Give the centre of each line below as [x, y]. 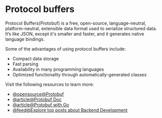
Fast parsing [25, 64]
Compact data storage [36, 58]
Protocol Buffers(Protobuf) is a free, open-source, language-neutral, [76, 23]
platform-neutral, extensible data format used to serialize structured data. [81, 28]
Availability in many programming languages [58, 69]
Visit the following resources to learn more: [50, 84]
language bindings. [25, 39]
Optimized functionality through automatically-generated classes [79, 74]
